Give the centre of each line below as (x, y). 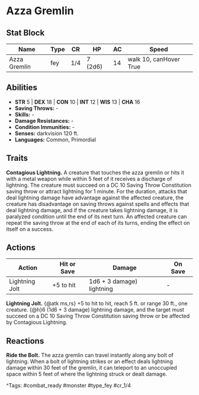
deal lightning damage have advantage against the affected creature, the (95, 197)
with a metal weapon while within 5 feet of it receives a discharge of (89, 179)
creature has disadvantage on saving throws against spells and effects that (98, 204)
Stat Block (25, 33)
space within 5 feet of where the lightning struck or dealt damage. (87, 374)
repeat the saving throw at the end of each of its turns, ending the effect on (98, 222)
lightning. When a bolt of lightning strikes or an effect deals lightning (89, 361)
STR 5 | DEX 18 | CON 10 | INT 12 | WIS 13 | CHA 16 (77, 102)
